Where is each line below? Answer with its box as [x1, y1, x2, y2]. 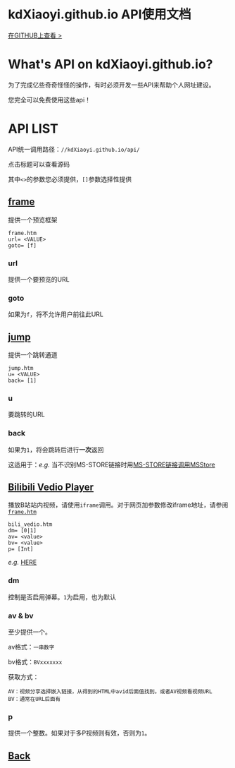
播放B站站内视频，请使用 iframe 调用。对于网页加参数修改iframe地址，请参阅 [8, 500, 229, 509]
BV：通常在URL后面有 [8, 696, 61, 703]
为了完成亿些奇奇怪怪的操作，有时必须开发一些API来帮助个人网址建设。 [8, 80, 215, 89]
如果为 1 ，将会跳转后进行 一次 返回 [8, 445, 104, 454]
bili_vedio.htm [8, 521, 53, 528]
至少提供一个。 [8, 628, 51, 636]
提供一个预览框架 [8, 215, 58, 224]
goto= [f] [8, 241, 37, 249]
